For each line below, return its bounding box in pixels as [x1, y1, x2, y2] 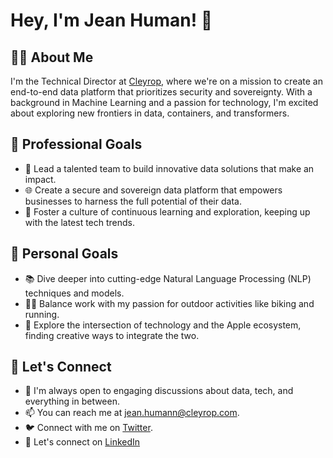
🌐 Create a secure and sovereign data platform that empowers [24, 184, 283, 196]
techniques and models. [24, 287, 125, 299]
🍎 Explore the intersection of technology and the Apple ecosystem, [24, 319, 302, 331]
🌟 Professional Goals [10, 136, 143, 153]
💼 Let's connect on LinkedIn [24, 436, 141, 448]
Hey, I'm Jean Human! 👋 [10, 9, 213, 32]
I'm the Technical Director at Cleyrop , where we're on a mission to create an [10, 75, 323, 87]
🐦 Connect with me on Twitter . [24, 422, 153, 434]
